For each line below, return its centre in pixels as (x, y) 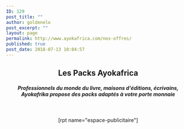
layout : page (22, 33)
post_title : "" (25, 17)
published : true (26, 44)
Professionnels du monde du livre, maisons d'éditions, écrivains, (98, 88)
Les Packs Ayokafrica (98, 73)
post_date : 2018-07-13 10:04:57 (45, 50)
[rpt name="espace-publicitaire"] (98, 120)
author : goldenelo (28, 22)
